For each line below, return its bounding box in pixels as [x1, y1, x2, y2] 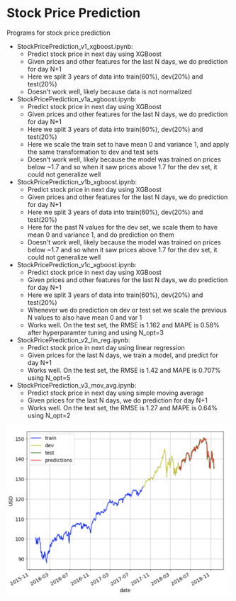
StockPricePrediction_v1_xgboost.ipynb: [16, 42, 133, 50]
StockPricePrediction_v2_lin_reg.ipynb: [16, 335, 130, 344]
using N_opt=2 [27, 411, 71, 420]
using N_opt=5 [27, 373, 71, 382]
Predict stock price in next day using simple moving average [27, 388, 204, 397]
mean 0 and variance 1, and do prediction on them [27, 230, 174, 239]
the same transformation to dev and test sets [27, 147, 159, 156]
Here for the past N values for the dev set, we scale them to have [27, 223, 218, 231]
